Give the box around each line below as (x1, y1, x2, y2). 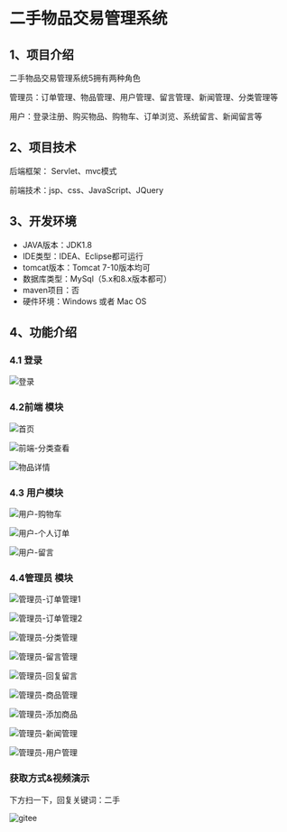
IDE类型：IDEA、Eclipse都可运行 (22, 250, 144, 262)
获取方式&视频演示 (9, 772, 90, 785)
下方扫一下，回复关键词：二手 (9, 794, 120, 805)
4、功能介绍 (9, 325, 78, 340)
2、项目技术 (9, 140, 77, 155)
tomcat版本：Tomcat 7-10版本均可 (22, 262, 151, 273)
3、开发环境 (9, 214, 77, 229)
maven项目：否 (22, 284, 79, 295)
